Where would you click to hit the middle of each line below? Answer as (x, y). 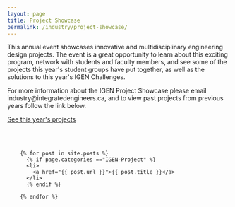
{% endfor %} (39, 197)
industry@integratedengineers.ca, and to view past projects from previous (115, 98)
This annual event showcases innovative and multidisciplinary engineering (115, 47)
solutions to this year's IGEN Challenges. (66, 77)
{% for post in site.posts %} (65, 154)
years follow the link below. (47, 106)
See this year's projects (42, 119)
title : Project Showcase (44, 20)
